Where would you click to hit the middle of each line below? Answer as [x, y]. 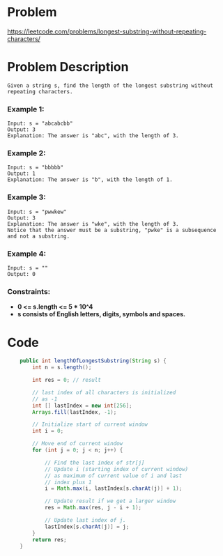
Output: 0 [22, 275]
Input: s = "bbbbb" [36, 168]
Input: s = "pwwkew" [37, 212]
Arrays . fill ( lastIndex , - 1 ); [75, 412]
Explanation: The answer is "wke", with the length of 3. [93, 224]
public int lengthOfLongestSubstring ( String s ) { [93, 361]
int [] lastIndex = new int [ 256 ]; [82, 406]
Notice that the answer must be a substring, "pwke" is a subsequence [112, 230]
